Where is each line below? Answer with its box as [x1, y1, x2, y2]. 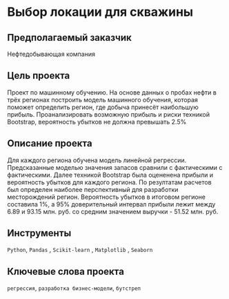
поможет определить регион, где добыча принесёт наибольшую [7, 103, 199, 111]
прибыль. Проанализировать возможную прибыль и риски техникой [7, 110, 210, 118]
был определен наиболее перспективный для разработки [7, 185, 179, 193]
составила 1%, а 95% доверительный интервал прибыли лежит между [7, 200, 216, 208]
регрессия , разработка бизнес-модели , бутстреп [7, 284, 141, 292]
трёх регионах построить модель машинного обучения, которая [7, 95, 199, 104]
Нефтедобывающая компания [7, 50, 95, 58]
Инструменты [7, 227, 72, 239]
